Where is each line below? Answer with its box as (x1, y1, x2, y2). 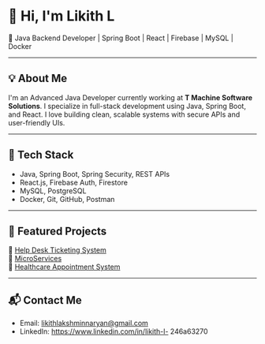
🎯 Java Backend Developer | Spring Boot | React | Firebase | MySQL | (8, 33, 234, 43)
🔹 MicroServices (8, 254, 62, 264)
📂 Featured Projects (8, 224, 107, 237)
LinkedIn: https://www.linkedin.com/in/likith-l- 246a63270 (19, 327, 208, 336)
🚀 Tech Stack (8, 148, 74, 162)
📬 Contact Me (8, 294, 82, 307)
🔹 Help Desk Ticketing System (8, 245, 106, 255)
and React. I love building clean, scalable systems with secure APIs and (8, 110, 241, 119)
